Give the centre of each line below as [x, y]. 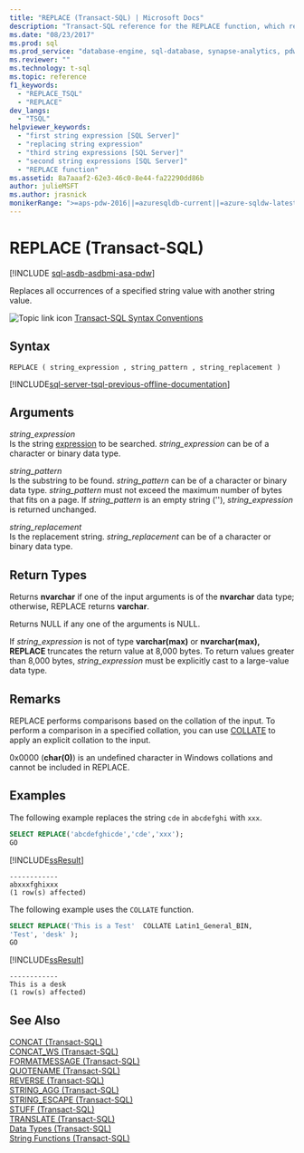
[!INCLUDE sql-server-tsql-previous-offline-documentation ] [120, 384]
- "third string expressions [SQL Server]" [100, 152]
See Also [35, 1020]
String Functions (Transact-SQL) [70, 1138]
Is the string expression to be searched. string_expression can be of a [139, 444]
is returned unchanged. [53, 509]
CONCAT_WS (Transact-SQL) [64, 1051]
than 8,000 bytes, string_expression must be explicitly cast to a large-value [149, 661]
